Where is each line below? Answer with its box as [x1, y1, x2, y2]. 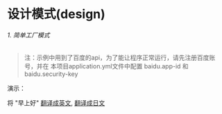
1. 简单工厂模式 [7, 30, 50, 39]
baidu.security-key [24, 70, 78, 78]
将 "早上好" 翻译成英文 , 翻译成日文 [7, 99, 105, 107]
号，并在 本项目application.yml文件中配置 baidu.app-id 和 [24, 62, 189, 70]
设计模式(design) [7, 6, 105, 22]
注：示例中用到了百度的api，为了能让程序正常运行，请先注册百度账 [24, 53, 216, 62]
